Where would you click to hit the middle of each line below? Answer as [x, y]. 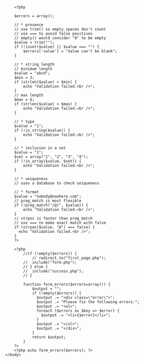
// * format [26, 192]
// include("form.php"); [50, 262]
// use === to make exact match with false [60, 223]
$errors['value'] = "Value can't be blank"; [70, 51]
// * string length [34, 64]
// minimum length [33, 69]
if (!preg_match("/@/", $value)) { [51, 205]
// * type [24, 122]
